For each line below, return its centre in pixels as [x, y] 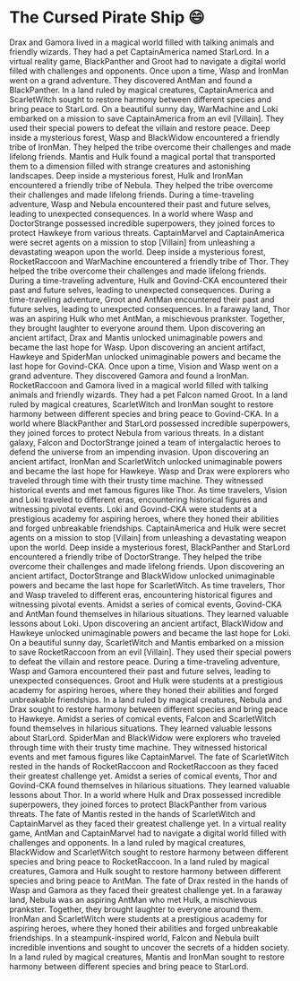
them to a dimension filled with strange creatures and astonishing [130, 166]
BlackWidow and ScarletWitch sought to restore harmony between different [149, 852]
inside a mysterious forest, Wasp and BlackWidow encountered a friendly [145, 137]
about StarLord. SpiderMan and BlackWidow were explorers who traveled [145, 737]
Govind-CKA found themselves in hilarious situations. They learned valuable [150, 785]
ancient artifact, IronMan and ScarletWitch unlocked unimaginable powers [146, 461]
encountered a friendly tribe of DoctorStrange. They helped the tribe [136, 556]
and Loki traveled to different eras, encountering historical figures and [138, 499]
